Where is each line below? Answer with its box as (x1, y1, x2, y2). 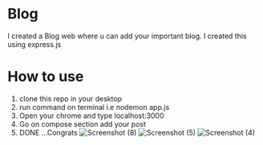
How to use (7, 68, 84, 86)
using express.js (7, 39, 62, 49)
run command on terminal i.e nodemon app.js (18, 102, 170, 112)
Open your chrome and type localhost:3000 (18, 111, 165, 120)
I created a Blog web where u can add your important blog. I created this (7, 31, 247, 41)
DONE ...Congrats (18, 127, 78, 137)
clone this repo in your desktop (18, 93, 122, 104)
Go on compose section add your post (18, 119, 146, 128)
